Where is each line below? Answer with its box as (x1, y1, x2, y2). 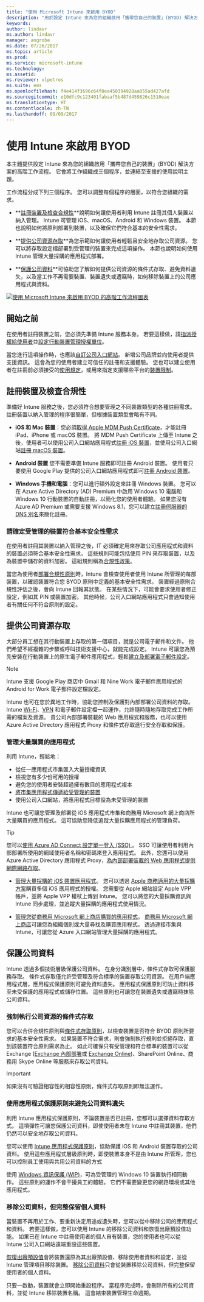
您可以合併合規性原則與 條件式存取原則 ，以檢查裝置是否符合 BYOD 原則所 (6, 1027, 189, 1035)
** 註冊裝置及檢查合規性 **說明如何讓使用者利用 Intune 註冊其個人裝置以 (15, 209, 194, 216)
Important (6, 1070, 31, 1077)
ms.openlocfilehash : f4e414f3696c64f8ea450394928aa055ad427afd (6, 88, 170, 94)
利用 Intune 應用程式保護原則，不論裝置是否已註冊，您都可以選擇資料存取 (6, 1114, 190, 1122)
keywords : (6, 20, 32, 26)
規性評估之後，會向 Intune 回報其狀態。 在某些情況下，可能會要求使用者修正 (6, 586, 197, 593)
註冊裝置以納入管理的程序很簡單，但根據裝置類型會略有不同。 (6, 411, 161, 418)
